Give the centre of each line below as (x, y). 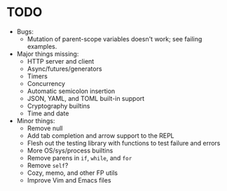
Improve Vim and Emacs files (69, 180)
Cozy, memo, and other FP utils (73, 173)
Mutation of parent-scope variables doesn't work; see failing (115, 38)
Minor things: (36, 120)
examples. (42, 46)
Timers (37, 76)
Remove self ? (48, 165)
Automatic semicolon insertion (71, 91)
